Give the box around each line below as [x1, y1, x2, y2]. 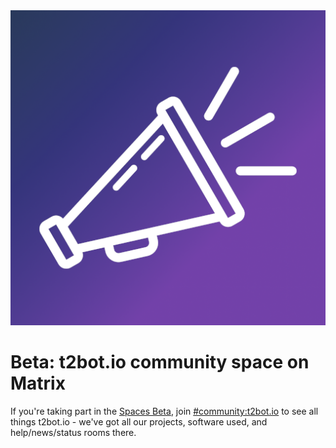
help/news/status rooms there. [10, 426, 137, 438]
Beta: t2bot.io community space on [10, 351, 310, 374]
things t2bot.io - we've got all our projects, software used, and [10, 415, 268, 428]
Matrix [10, 372, 66, 395]
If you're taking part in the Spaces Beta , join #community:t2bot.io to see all [10, 405, 319, 417]
